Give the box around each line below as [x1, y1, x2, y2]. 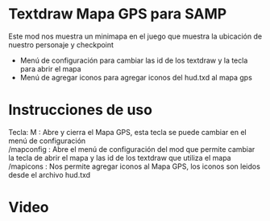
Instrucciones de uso [8, 101, 153, 119]
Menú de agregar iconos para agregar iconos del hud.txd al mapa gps [19, 72, 252, 82]
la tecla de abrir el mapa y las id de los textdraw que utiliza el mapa [8, 153, 231, 162]
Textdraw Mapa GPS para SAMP [8, 5, 227, 23]
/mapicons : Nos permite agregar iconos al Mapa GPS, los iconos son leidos [8, 162, 260, 171]
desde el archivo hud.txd [8, 170, 91, 179]
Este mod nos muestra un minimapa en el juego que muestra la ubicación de [8, 31, 263, 41]
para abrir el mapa [19, 63, 82, 73]
